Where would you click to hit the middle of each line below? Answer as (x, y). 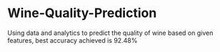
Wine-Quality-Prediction (82, 13)
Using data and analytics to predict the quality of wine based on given (110, 33)
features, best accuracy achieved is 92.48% (72, 40)
